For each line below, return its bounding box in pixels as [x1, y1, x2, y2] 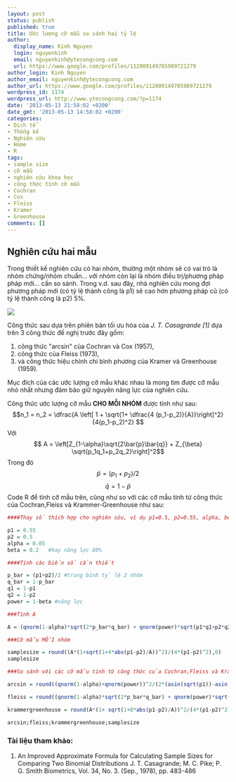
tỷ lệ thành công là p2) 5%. [7, 294, 86, 303]
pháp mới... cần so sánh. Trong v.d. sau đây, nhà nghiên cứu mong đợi [7, 279, 211, 288]
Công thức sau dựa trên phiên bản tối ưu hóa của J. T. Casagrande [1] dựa [7, 321, 223, 329]
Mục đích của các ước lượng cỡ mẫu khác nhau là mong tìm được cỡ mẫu [7, 378, 220, 387]
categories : [7, 115, 42, 122]
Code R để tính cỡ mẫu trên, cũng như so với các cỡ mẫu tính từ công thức [7, 493, 223, 502]
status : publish [7, 17, 55, 24]
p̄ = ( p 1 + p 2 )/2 [96, 469, 140, 479]
